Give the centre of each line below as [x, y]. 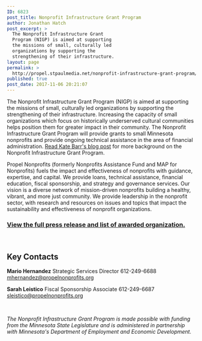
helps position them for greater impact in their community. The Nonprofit [97, 127]
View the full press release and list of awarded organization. [96, 224]
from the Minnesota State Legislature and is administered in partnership [96, 325]
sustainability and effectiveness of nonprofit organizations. [79, 209]
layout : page [23, 62]
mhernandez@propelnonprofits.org [50, 278]
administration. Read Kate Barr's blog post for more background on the [94, 146]
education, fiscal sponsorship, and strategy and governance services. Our [99, 183]
